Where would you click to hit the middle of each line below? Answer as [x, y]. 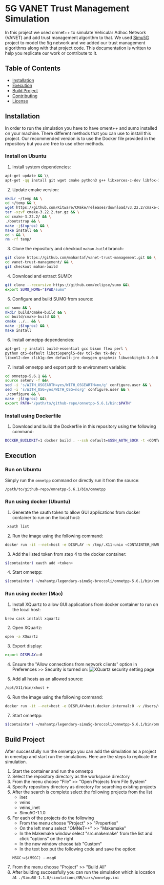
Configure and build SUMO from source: [53, 299]
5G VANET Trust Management [67, 9]
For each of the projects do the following [53, 818]
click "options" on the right [46, 838]
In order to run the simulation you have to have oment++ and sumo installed [81, 128]
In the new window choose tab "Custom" [61, 844]
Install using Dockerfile [33, 416]
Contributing [25, 96]
